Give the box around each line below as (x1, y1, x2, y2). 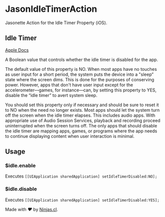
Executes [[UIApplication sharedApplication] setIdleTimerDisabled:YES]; (5, 197, 160, 203)
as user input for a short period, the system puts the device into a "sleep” (5, 71, 154, 77)
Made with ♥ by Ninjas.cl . (5, 206, 58, 212)
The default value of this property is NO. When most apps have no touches (5, 66, 157, 72)
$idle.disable (5, 186, 37, 192)
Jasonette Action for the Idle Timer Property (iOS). (5, 20, 107, 26)
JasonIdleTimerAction (5, 3, 98, 15)
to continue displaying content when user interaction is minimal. (5, 133, 134, 139)
